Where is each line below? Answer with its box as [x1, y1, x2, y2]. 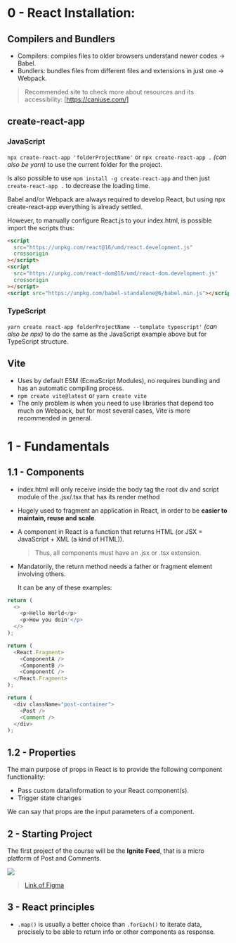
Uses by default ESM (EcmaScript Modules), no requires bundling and [17, 376, 221, 385]
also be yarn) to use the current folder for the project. [7, 160, 163, 168]
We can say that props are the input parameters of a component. [7, 808, 195, 816]
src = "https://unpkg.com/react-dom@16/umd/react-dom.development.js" [13, 270, 218, 277]
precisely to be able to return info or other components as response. [17, 928, 216, 936]
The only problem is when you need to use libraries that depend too [17, 399, 214, 407]
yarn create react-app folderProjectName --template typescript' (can [7, 322, 218, 330]
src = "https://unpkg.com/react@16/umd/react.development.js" [13, 244, 193, 251]
